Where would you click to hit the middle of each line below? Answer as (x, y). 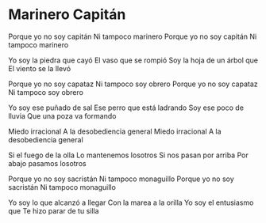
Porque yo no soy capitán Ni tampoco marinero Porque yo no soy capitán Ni (133, 36)
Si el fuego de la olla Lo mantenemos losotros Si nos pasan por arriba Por (128, 155)
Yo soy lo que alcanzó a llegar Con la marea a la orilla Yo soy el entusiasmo (131, 202)
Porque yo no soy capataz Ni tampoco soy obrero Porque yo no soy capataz (133, 84)
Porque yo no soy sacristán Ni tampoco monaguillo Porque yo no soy (121, 179)
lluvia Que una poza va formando (62, 115)
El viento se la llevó (40, 68)
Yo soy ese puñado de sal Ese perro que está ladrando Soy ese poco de (126, 108)
